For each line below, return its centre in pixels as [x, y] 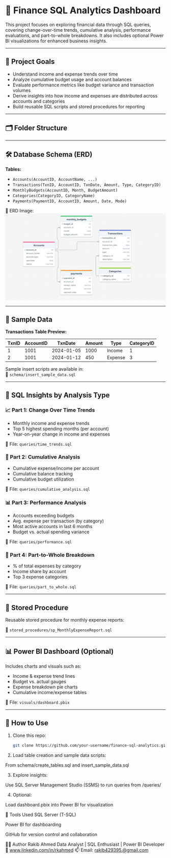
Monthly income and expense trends [51, 423]
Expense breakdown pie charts [45, 687]
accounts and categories [39, 101]
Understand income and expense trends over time [65, 74]
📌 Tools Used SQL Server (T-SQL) [41, 815]
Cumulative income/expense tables [50, 693]
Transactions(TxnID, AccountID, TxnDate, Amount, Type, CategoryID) [87, 185]
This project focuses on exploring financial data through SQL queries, [78, 25]
